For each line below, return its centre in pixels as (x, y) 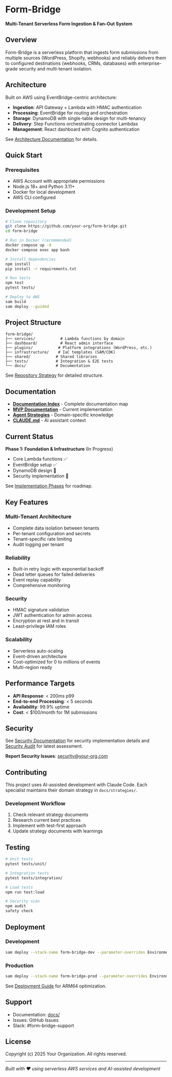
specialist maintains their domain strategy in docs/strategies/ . (71, 790)
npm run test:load (25, 892)
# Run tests (18, 278)
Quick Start (24, 155)
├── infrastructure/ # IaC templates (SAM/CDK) (60, 352)
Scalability (19, 640)
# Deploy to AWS (23, 297)
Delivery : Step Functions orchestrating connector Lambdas (75, 123)
